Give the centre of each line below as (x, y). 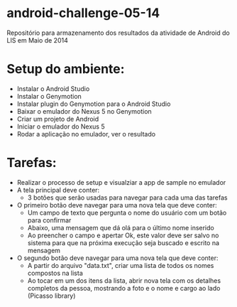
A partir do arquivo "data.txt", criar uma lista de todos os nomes (121, 265)
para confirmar (49, 220)
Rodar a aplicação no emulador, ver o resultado (86, 134)
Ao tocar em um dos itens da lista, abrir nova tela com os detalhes (124, 280)
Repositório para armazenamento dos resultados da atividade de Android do (118, 33)
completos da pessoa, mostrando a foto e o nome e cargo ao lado (124, 288)
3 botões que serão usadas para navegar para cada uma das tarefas (127, 198)
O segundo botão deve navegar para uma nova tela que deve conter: (117, 258)
